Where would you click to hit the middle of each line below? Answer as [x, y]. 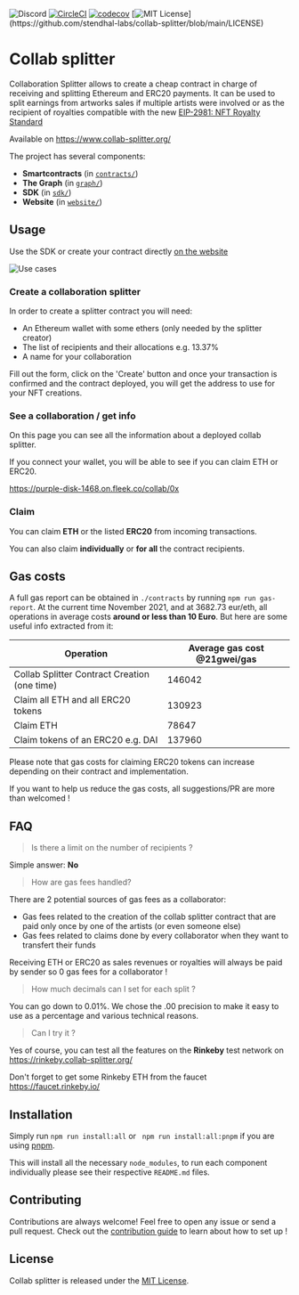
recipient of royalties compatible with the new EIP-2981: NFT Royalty [135, 112]
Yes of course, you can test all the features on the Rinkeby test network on [147, 1050]
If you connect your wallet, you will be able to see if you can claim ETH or [144, 462]
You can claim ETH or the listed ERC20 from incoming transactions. [133, 531]
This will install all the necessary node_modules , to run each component [138, 1163]
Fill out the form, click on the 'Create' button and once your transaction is [143, 374]
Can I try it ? [53, 1033]
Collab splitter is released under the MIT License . [99, 1280]
